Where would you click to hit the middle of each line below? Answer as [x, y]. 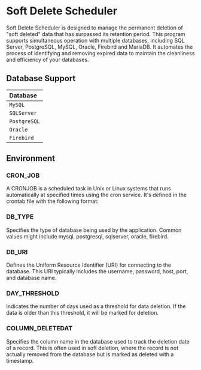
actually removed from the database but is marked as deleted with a [90, 354]
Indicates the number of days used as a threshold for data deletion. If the [96, 306]
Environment [31, 158]
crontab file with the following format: [52, 201]
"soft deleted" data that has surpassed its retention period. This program [96, 34]
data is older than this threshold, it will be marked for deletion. [83, 313]
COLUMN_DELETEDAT [39, 329]
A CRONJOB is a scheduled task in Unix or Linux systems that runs [89, 189]
